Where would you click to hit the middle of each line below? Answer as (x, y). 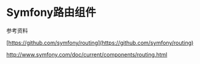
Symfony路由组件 (51, 12)
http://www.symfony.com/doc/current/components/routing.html (87, 54)
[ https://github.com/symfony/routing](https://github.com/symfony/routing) (100, 43)
